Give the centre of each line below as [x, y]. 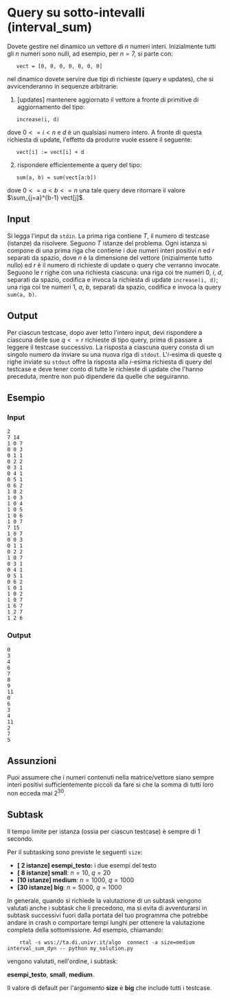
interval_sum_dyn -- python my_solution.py [70, 948]
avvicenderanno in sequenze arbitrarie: [63, 86]
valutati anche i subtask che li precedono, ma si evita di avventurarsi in [107, 908]
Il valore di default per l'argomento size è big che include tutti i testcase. [110, 987]
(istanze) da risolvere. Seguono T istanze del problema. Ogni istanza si [107, 243]
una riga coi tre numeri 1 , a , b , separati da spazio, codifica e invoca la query [114, 287]
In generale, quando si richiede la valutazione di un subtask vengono [104, 900]
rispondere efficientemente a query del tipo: [79, 165]
